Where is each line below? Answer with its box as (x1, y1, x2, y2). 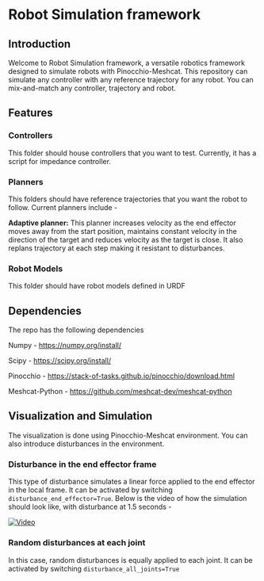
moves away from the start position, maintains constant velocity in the (8, 226, 238, 235)
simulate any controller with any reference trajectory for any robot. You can (8, 75, 254, 84)
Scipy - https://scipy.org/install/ (8, 356, 112, 365)
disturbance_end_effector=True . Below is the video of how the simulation (8, 494, 247, 503)
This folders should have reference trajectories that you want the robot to (8, 194, 248, 204)
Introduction (8, 37, 71, 51)
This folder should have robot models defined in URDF (8, 281, 186, 291)
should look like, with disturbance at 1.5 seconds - (8, 502, 172, 512)
